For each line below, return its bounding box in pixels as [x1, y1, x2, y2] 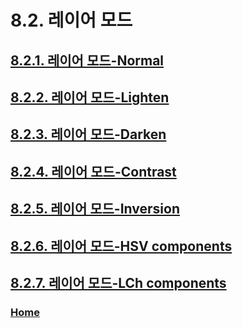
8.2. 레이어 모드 [10, 9, 133, 32]
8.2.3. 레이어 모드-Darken [10, 126, 167, 143]
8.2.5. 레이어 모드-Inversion [10, 201, 180, 218]
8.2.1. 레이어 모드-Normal [10, 52, 165, 69]
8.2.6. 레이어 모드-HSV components [10, 237, 233, 255]
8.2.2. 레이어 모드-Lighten [10, 89, 170, 106]
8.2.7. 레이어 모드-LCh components [10, 274, 227, 291]
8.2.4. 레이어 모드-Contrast [10, 163, 177, 180]
